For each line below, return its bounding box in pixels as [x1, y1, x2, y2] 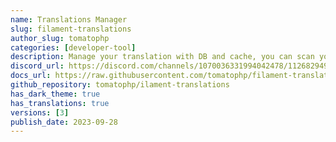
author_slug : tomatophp [10, 33, 110, 43]
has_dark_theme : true [10, 89, 101, 99]
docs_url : [10, 71, 52, 81]
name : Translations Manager [10, 14, 128, 25]
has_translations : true [10, 98, 110, 108]
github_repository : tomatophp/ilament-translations [10, 80, 230, 90]
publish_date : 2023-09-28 [10, 117, 118, 127]
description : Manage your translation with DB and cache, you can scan [10, 52, 315, 62]
